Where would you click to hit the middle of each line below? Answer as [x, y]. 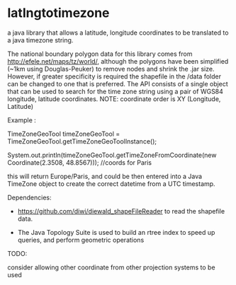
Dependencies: [29, 197]
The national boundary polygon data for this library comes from [100, 54]
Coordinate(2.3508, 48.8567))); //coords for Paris [80, 162]
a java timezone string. [40, 40]
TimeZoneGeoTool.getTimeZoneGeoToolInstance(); [82, 141]
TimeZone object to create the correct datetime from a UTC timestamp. [111, 184]
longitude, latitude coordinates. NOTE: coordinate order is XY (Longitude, [114, 99]
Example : [22, 120]
